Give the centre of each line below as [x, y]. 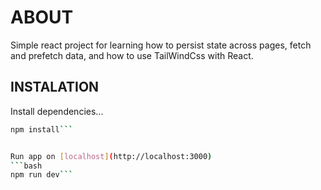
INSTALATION [55, 87]
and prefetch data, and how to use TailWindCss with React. [132, 55]
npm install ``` [42, 129]
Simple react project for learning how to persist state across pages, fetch [161, 45]
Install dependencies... [57, 111]
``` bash [26, 166]
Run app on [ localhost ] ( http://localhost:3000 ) [111, 156]
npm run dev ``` [42, 175]
